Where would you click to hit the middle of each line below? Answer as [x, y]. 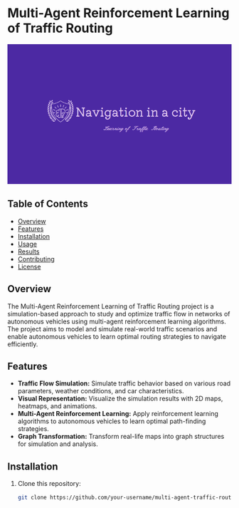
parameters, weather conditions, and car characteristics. [101, 391]
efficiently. [23, 344]
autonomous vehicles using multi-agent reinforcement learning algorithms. [117, 321]
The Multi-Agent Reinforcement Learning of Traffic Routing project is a [111, 306]
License [29, 266]
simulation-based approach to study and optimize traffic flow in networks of [119, 313]
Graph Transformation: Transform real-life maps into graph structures [121, 437]
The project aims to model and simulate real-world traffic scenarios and [112, 328]
